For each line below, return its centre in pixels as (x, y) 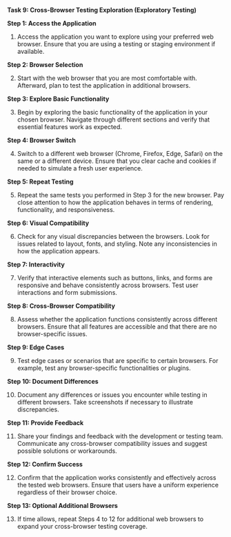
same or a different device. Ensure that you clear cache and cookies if (117, 161)
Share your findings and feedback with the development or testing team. (120, 436)
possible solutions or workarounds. (67, 451)
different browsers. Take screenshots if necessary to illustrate (105, 402)
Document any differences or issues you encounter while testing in (112, 395)
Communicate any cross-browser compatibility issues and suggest (112, 443)
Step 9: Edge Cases (36, 347)
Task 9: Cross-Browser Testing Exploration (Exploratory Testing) (102, 10)
